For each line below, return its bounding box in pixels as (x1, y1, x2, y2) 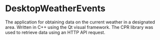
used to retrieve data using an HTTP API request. (5, 29, 105, 35)
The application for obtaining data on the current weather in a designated (5, 19, 156, 25)
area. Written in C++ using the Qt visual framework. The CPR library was (5, 24, 154, 30)
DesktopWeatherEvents (5, 3, 106, 14)
